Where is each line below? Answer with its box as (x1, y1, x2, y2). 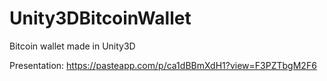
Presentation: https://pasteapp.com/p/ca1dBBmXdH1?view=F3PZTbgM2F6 (9, 59, 317, 71)
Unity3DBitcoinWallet (9, 7, 192, 30)
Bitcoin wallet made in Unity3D (9, 40, 136, 52)
